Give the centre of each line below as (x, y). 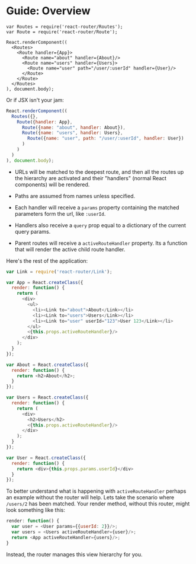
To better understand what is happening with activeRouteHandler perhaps (96, 491)
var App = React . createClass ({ (45, 282)
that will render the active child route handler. (70, 249)
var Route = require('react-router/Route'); (62, 32)
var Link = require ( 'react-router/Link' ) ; (59, 272)
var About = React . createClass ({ (47, 365)
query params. (33, 231)
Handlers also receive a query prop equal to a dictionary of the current (100, 225)
